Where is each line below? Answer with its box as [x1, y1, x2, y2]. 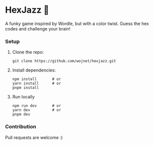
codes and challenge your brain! [5, 25, 71, 31]
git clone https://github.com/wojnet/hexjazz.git [12, 59, 117, 64]
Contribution [5, 123, 36, 130]
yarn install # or [12, 81, 62, 86]
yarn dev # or [12, 108, 62, 113]
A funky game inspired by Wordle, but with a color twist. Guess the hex [5, 21, 149, 26]
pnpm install [12, 85, 39, 90]
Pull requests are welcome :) [5, 134, 63, 140]
